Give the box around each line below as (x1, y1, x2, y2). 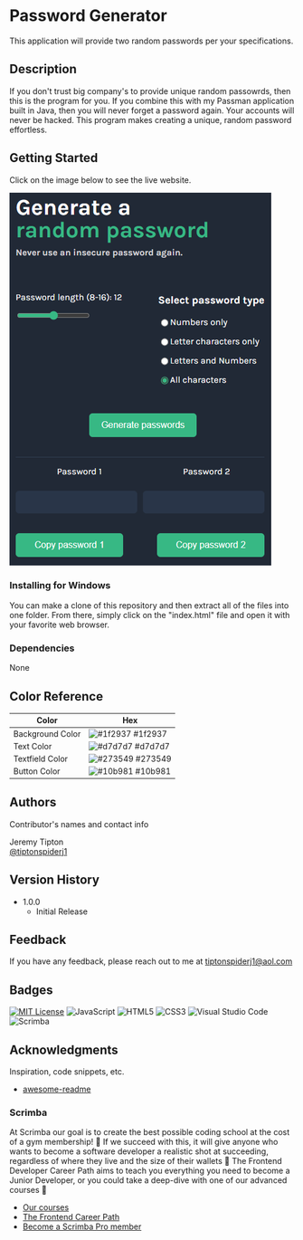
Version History (9, 873, 99, 888)
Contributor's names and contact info (9, 818, 149, 829)
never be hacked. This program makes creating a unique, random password (9, 114, 292, 125)
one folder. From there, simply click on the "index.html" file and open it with (9, 609, 290, 620)
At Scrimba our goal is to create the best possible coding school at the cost (9, 1127, 290, 1138)
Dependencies (9, 642, 75, 654)
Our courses (22, 1202, 70, 1213)
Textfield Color (13, 753, 69, 765)
